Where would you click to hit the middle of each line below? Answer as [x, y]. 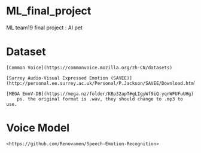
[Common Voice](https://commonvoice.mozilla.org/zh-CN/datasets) [89, 68]
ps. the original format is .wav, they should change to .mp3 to [100, 99]
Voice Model [38, 128]
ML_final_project [49, 11]
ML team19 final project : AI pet [44, 27]
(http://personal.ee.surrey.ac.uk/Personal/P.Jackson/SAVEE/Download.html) [103, 83]
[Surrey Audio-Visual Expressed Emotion [57, 78]
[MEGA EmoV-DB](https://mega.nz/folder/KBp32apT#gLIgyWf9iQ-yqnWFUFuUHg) [100, 94]
